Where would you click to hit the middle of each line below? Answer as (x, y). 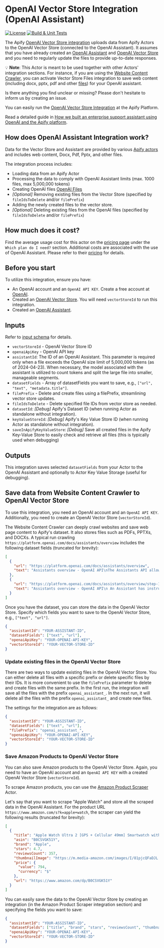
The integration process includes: (39, 164)
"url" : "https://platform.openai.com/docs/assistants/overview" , (82, 566)
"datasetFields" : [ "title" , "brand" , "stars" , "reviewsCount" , (75, 927)
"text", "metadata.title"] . (40, 388)
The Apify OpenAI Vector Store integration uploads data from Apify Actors (80, 42)
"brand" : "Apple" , (32, 844)
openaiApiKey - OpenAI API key (43, 352)
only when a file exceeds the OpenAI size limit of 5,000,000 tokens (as (83, 362)
